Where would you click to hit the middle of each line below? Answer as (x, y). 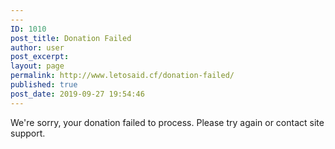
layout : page (37, 66)
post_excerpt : (40, 57)
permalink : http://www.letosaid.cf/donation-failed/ (122, 76)
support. (28, 133)
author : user (37, 47)
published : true (44, 85)
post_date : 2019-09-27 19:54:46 (77, 94)
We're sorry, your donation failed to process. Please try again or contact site (167, 122)
